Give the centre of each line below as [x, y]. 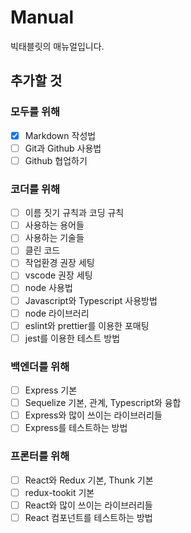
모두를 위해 [35, 112]
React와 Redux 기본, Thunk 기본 [89, 480]
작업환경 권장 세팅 [59, 263]
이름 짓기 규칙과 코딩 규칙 [74, 213]
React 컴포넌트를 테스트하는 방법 [88, 517]
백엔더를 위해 [40, 366]
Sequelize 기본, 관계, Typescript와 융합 [103, 403]
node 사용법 [48, 288]
